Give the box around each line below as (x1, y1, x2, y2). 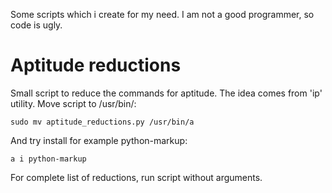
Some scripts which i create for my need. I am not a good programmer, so (10, 9, 315, 20)
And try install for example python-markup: (10, 134, 188, 146)
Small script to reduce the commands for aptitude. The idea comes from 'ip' (10, 87, 323, 99)
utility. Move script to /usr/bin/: (10, 97, 137, 109)
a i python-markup (10, 154, 87, 164)
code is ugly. (10, 19, 63, 31)
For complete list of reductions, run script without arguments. (10, 171, 263, 183)
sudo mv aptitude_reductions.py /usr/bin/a (10, 117, 195, 127)
